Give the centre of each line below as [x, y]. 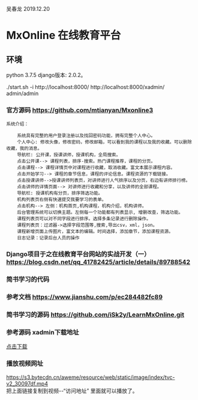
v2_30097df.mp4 [27, 383]
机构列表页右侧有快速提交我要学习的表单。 [62, 200]
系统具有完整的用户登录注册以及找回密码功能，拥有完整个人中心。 [86, 136]
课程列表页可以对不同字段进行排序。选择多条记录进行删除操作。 [84, 219]
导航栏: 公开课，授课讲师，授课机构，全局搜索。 [69, 155]
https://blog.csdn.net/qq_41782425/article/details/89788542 [98, 262]
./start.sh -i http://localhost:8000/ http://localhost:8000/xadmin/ [85, 87]
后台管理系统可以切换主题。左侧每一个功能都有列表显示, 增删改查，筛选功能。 [100, 212]
